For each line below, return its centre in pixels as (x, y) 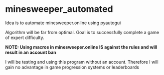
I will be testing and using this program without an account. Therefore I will (82, 62)
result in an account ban (31, 52)
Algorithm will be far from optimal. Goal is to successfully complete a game (82, 32)
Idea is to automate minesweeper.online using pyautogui (63, 23)
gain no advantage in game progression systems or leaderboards (72, 67)
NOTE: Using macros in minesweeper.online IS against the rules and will (81, 47)
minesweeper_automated (59, 9)
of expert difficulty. (25, 37)
